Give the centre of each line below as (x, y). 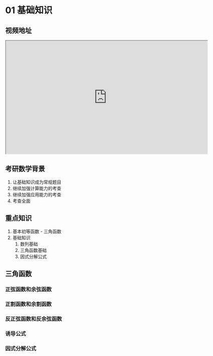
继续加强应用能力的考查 (37, 195)
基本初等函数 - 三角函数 (37, 231)
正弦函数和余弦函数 (28, 289)
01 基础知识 (29, 10)
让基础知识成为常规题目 (37, 182)
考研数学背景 (25, 169)
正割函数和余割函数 (28, 304)
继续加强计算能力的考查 (37, 188)
